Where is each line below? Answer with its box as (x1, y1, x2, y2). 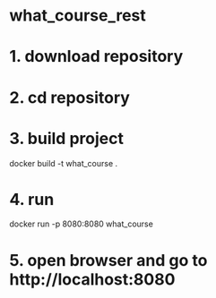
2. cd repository (9, 87, 130, 107)
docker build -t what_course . (9, 158, 118, 168)
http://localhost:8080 (9, 269, 176, 289)
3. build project (9, 128, 124, 149)
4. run (9, 189, 55, 209)
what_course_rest (9, 5, 146, 26)
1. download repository (9, 47, 184, 67)
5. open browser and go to (9, 250, 208, 270)
